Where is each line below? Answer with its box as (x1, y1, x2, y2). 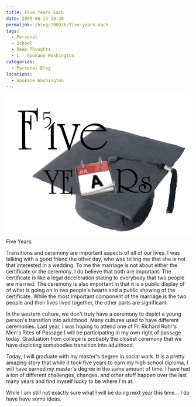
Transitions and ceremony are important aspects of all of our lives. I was (6, 249, 180, 256)
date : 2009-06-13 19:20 (6, 15, 64, 22)
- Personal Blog (11, 65, 51, 71)
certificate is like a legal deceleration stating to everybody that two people (6, 274, 185, 281)
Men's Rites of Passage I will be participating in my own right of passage (6, 329, 181, 336)
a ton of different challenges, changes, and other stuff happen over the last (6, 371, 187, 378)
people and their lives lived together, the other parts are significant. (6, 299, 169, 306)
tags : (6, 28, 19, 34)
